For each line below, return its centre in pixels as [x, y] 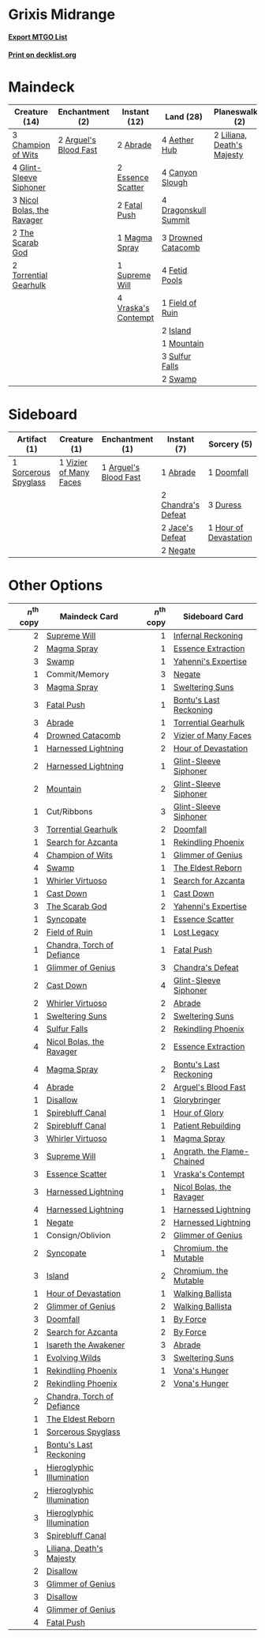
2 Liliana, [231, 135]
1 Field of [179, 303]
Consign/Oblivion [78, 1235]
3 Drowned [182, 238]
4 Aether [178, 140]
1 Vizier [73, 462]
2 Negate [178, 551]
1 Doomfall [228, 473]
